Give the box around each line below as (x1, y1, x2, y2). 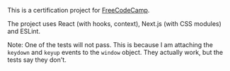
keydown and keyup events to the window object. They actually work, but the (7, 49, 224, 56)
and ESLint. (7, 27, 41, 35)
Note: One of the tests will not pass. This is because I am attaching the (7, 41, 214, 49)
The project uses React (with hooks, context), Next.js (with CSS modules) (7, 20, 222, 27)
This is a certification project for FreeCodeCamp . (7, 6, 150, 14)
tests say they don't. (7, 56, 67, 64)
